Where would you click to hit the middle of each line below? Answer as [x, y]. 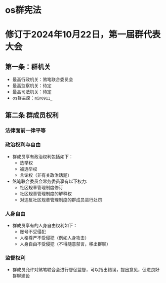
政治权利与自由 [23, 145]
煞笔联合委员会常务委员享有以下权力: [50, 181]
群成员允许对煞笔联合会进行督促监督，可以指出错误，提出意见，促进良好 [86, 270]
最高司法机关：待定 [32, 92]
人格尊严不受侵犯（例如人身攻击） [54, 238]
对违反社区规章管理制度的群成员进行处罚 [61, 200]
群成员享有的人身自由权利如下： [45, 226]
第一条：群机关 [28, 66]
